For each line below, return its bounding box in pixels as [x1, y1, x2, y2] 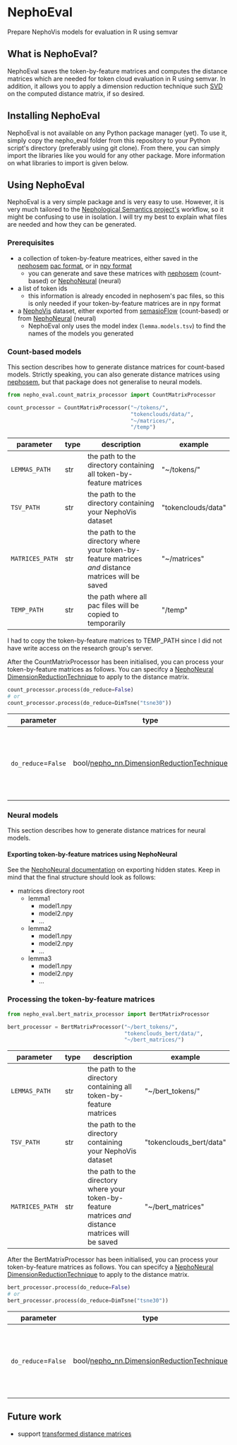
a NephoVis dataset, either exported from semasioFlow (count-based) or [17, 307, 229, 315]
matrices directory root [17, 887, 85, 896]
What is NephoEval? [7, 48, 98, 60]
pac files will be [87, 601, 140, 611]
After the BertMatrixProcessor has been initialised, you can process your [7, 1255, 219, 1264]
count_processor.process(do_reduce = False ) [7, 686, 134, 694]
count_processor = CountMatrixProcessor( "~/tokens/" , [7, 404, 169, 411]
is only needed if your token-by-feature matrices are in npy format [28, 299, 221, 307]
